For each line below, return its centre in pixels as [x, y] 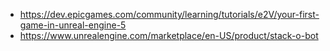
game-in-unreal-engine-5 [73, 25]
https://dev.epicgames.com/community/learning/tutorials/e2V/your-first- [169, 14]
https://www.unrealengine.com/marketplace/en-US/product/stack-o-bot [169, 35]
